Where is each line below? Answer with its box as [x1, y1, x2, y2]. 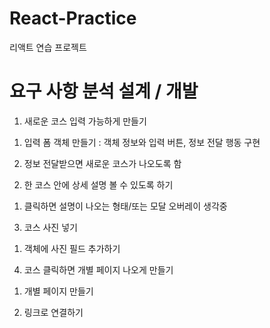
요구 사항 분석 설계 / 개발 [9, 80, 199, 103]
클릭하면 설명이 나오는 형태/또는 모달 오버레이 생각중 [23, 200, 228, 212]
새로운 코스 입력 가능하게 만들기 [23, 115, 147, 127]
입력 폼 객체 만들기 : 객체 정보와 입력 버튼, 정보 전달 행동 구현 [23, 136, 261, 148]
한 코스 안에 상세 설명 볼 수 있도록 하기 [23, 178, 174, 191]
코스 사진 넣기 [23, 221, 78, 233]
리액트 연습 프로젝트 [9, 41, 87, 53]
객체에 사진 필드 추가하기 [23, 242, 121, 254]
